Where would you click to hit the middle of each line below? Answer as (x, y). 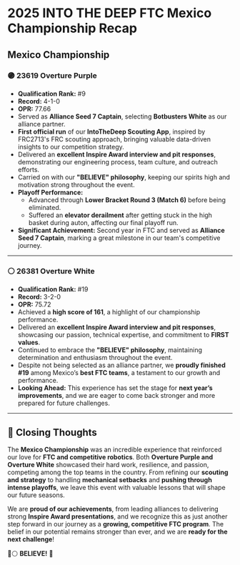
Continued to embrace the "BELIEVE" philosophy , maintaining (110, 350)
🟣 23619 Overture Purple (52, 75)
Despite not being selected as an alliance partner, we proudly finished (122, 365)
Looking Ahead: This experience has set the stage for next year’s (115, 388)
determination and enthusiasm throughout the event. (95, 358)
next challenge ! (31, 539)
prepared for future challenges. (64, 403)
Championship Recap (72, 28)
